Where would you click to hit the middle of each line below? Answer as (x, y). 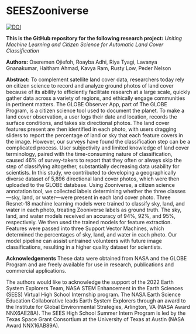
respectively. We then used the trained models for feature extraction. (89, 222)
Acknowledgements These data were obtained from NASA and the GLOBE (97, 258)
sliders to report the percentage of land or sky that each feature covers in (94, 135)
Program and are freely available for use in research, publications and (90, 265)
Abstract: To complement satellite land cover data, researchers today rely (95, 79)
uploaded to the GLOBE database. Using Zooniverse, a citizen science (91, 185)
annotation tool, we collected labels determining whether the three (86, 191)
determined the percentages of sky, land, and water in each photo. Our (92, 234)
